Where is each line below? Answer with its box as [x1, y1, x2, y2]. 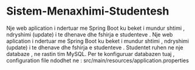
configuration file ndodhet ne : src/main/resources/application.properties [6, 57, 190, 64]
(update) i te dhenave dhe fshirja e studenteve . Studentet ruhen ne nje [6, 44, 183, 51]
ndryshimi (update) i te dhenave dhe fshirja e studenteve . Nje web [6, 30, 173, 38]
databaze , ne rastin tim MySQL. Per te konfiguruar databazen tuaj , [6, 50, 175, 57]
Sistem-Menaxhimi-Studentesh [6, 4, 169, 18]
